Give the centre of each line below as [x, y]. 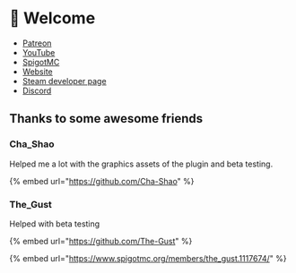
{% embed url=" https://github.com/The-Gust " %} [101, 241]
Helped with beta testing [55, 224]
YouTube [39, 52]
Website [38, 72]
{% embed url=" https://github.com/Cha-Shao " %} [102, 181]
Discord [37, 90]
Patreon [37, 43]
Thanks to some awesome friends [106, 119]
